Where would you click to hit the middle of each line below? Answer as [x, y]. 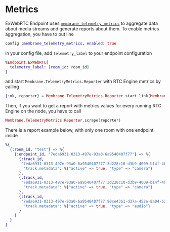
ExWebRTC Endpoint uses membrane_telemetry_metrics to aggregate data [82, 23]
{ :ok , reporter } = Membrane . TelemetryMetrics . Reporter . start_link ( [78, 96]
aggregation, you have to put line [40, 34]
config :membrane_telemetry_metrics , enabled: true [61, 43]
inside [12, 136]
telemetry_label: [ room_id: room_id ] [50, 67]
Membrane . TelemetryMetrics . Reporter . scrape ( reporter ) [63, 121]
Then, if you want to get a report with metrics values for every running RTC [83, 106]
